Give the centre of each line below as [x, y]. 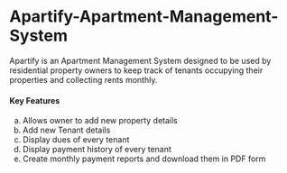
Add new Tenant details [66, 130]
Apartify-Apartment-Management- [144, 17]
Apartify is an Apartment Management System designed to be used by [140, 60]
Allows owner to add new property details [100, 121]
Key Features [35, 100]
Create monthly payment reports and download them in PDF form [144, 159]
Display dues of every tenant [76, 140]
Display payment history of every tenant [97, 150]
